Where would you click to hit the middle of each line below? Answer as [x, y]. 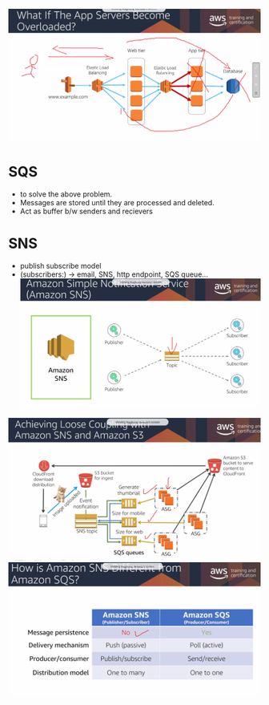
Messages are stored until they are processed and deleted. [117, 203]
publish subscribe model [60, 266]
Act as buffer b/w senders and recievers [86, 211]
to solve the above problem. [66, 194]
